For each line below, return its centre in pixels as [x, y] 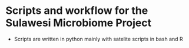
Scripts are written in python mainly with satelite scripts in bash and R [98, 39]
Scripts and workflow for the [77, 11]
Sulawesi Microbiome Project [78, 23]
